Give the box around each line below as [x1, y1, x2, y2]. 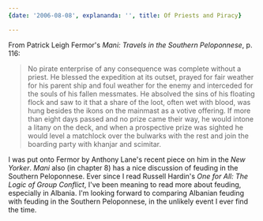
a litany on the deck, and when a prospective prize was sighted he [27, 122, 243, 132]
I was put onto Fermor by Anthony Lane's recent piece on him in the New [8, 155, 246, 164]
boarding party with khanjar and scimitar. [27, 139, 162, 148]
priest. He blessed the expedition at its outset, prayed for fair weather [27, 72, 254, 81]
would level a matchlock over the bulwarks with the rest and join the [27, 131, 249, 140]
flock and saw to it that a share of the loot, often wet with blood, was [27, 97, 251, 107]
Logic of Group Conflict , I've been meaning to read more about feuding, [8, 179, 242, 189]
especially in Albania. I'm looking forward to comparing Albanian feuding [8, 188, 245, 197]
